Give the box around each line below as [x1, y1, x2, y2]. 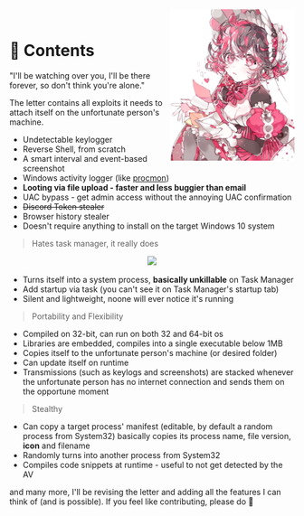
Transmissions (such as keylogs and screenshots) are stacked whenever [22, 366, 294, 378]
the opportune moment [22, 386, 109, 397]
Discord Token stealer [22, 201, 105, 211]
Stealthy [31, 403, 63, 414]
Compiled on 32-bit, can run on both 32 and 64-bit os [22, 328, 223, 339]
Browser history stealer [22, 211, 110, 221]
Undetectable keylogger [22, 134, 113, 145]
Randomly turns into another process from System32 [22, 449, 221, 460]
